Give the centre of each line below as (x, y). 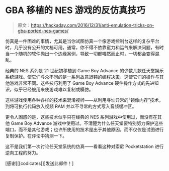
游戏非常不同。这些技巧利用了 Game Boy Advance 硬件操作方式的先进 (82, 83)
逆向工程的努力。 (23, 152)
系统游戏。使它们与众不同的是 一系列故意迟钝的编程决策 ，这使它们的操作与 (82, 77)
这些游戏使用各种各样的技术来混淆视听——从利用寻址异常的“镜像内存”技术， (84, 100)
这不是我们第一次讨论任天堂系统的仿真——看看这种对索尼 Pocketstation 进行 (84, 146)
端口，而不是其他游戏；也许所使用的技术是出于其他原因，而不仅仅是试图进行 (84, 129)
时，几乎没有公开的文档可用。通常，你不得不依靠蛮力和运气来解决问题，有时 (84, 47)
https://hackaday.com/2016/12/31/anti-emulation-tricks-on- (93, 25)
